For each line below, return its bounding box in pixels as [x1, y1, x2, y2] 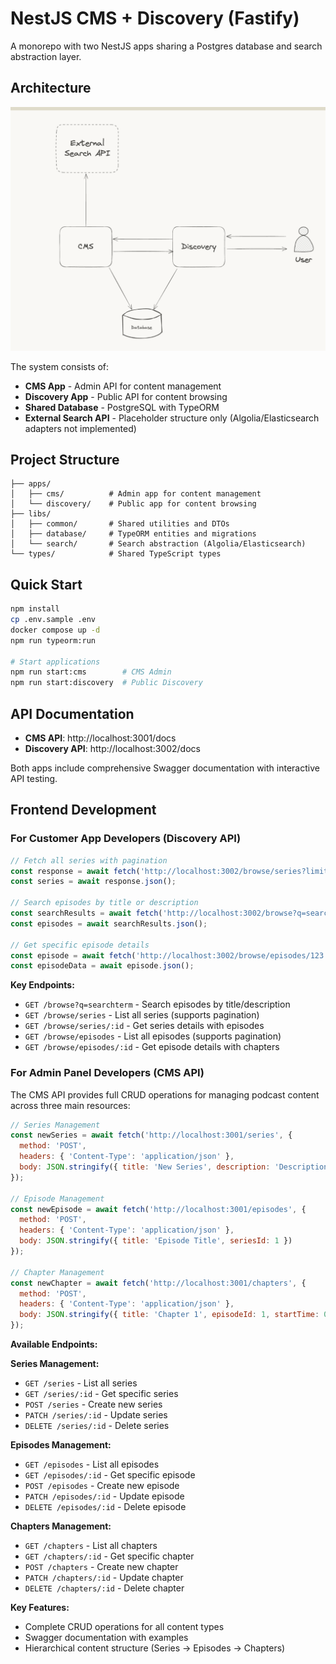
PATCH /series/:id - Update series [24, 1409, 168, 1421]
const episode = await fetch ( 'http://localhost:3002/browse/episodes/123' [10, 950, 329, 961]
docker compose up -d [10, 625, 101, 635]
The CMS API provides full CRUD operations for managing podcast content [10, 1088, 320, 1101]
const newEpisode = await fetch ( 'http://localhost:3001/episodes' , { [10, 1204, 307, 1214]
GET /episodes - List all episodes [24, 1458, 160, 1471]
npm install [10, 604, 60, 614]
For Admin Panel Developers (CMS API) [10, 1066, 205, 1080]
